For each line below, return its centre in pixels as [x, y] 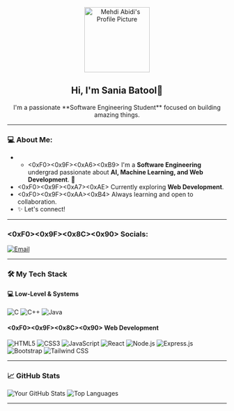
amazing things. [117, 115]
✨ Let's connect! [41, 209]
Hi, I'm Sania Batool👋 [117, 91]
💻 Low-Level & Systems [43, 293]
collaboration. [37, 202]
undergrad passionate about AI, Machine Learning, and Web [115, 172]
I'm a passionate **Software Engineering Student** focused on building [117, 107]
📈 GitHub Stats [34, 376]
